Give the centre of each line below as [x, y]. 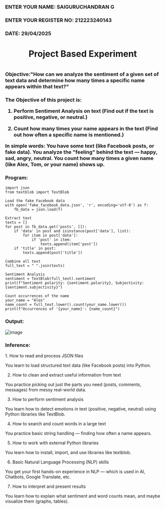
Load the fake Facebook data [35, 201]
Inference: [18, 345]
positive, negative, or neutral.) [50, 117]
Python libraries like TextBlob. [35, 414]
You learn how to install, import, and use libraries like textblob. [68, 453]
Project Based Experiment [83, 54]
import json [17, 188]
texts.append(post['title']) [53, 253]
